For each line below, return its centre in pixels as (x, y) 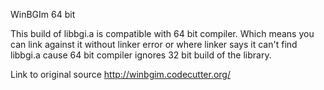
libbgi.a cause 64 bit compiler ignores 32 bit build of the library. (141, 55)
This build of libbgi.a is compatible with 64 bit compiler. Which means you (162, 33)
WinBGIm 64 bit (43, 14)
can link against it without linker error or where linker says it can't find (154, 44)
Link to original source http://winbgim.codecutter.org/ (120, 74)
